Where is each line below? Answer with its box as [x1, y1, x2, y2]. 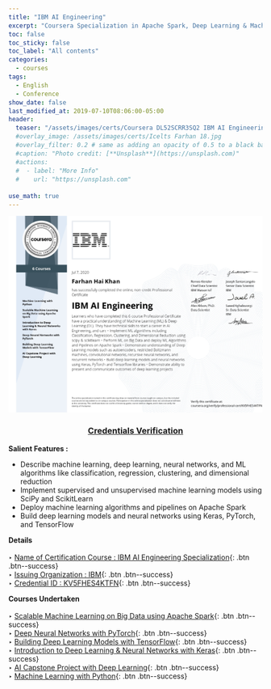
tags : [8, 73, 27, 81]
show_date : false [8, 98, 67, 107]
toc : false [8, 30, 45, 38]
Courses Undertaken [8, 594, 80, 603]
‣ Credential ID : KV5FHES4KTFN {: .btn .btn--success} [8, 578, 191, 588]
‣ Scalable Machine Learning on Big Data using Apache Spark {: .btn [8, 611, 235, 620]
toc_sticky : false [8, 39, 70, 47]
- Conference [15, 90, 60, 98]
